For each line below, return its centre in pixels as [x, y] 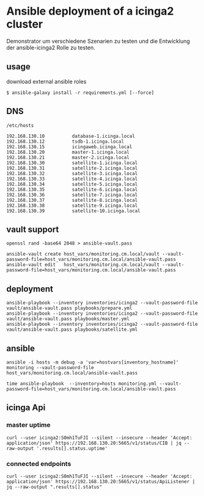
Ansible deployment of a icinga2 [90, 11]
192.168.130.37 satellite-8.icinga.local [72, 200]
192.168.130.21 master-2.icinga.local [68, 157]
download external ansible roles [46, 81]
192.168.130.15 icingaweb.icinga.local [69, 147]
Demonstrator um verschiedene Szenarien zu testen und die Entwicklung [98, 41]
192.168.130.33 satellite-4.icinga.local [72, 179]
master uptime [28, 425]
